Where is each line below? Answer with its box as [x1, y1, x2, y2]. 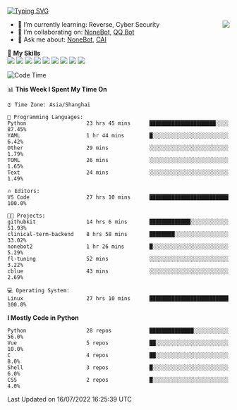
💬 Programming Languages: [7, 113, 83, 120]
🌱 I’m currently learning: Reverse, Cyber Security [17, 20, 160, 28]
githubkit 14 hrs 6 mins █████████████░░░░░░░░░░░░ [7, 218, 229, 225]
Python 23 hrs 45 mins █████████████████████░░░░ [7, 120, 229, 127]
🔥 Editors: [7, 187, 40, 194]
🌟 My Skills [7, 49, 41, 57]
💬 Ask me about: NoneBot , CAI [17, 35, 107, 44]
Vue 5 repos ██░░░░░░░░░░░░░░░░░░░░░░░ [7, 340, 229, 347]
